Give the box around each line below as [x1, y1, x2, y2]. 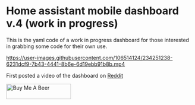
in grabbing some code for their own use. [6, 43, 108, 50]
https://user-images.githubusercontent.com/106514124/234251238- [6, 54, 173, 61]
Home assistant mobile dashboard [6, 4, 180, 18]
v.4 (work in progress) [6, 17, 118, 30]
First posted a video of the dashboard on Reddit [6, 72, 124, 79]
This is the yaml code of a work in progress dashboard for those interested [6, 36, 189, 43]
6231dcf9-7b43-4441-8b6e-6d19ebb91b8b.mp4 [6, 61, 125, 68]
